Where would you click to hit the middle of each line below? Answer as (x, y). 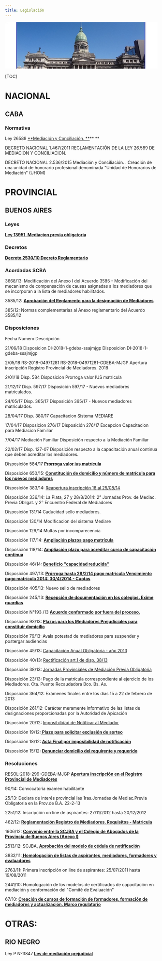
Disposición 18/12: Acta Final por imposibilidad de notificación (68, 741)
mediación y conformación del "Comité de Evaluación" (59, 890)
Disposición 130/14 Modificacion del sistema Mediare (58, 521)
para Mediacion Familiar (29, 430)
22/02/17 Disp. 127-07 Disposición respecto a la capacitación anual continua (81, 449)
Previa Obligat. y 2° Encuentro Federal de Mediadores (59, 502)
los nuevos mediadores (29, 478)
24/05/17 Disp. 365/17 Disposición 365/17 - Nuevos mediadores (68, 401)
